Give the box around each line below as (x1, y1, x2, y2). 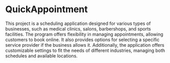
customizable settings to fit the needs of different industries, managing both (5, 47, 165, 53)
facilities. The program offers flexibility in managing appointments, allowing (5, 31, 163, 37)
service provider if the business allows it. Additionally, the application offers (5, 42, 164, 48)
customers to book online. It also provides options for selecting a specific (5, 37, 160, 43)
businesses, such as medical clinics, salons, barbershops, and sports (5, 25, 151, 31)
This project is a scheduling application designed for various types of (5, 20, 151, 26)
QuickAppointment (5, 4, 88, 15)
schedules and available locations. (5, 52, 78, 59)
